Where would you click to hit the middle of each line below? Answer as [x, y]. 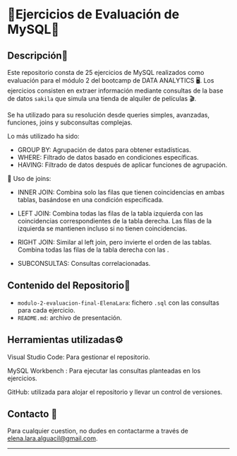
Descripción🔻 [38, 55]
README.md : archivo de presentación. [69, 317]
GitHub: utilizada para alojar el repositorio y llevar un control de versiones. [115, 392]
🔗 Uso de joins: [29, 179]
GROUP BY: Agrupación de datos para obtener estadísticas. [104, 150]
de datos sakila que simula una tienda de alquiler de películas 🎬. [102, 99]
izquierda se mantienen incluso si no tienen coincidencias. [102, 228]
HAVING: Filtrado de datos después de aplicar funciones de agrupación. [122, 165]
